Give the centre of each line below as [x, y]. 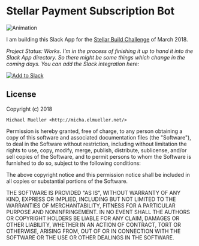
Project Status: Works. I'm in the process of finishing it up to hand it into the [100, 51]
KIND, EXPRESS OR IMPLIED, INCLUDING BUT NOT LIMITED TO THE [91, 199]
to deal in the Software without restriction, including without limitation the [97, 144]
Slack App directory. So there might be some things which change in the [96, 57]
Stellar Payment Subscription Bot [91, 11]
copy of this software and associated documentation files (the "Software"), [99, 137]
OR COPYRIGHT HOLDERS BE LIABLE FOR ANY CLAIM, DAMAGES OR [93, 218]
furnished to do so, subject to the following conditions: [73, 163]
